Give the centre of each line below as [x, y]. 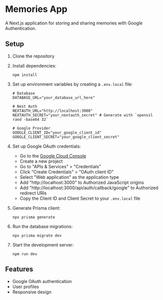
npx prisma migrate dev [37, 236]
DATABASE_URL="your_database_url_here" [54, 98]
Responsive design [32, 292]
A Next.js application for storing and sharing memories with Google [74, 23]
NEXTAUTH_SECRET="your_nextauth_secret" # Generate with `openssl [82, 115]
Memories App [36, 9]
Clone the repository [33, 56]
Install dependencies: [34, 65]
